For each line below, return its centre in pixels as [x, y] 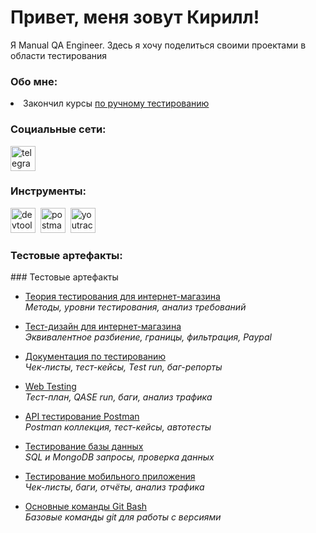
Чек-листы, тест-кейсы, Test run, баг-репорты [123, 367]
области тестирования [59, 55]
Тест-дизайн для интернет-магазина [103, 327]
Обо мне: [34, 81]
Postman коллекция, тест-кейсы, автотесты [118, 427]
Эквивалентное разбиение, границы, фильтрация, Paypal [148, 337]
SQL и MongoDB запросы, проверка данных [119, 457]
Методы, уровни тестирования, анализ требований [135, 307]
